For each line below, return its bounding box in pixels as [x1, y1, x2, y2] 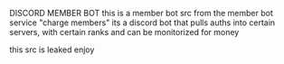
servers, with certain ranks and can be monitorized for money [9, 27, 240, 37]
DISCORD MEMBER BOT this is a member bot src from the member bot [9, 8, 274, 18]
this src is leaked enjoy [9, 44, 95, 55]
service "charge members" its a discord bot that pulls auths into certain [9, 17, 276, 28]
